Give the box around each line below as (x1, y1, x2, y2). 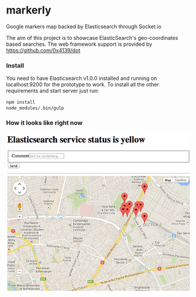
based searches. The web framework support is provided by (6, 41, 153, 48)
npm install (6, 99, 35, 106)
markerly (6, 4, 52, 17)
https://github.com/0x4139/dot (6, 46, 80, 53)
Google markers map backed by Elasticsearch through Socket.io (6, 23, 161, 30)
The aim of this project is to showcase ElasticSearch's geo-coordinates (6, 34, 178, 41)
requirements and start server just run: (6, 87, 100, 95)
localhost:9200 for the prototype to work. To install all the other (6, 81, 160, 88)
